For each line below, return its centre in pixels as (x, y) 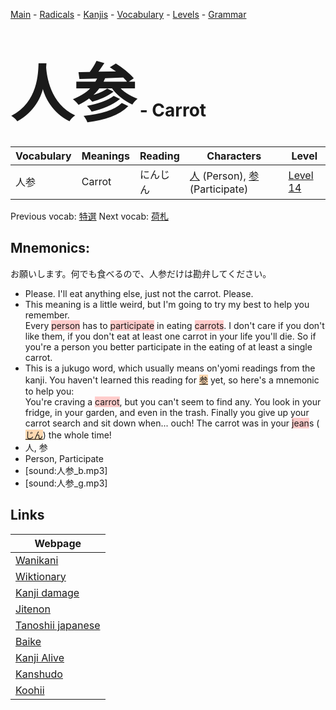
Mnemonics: (50, 248)
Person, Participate (64, 458)
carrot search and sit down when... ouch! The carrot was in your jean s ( (172, 423)
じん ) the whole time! (68, 435)
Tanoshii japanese (58, 625)
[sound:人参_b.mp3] (66, 470)
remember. (47, 315)
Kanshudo (39, 674)
